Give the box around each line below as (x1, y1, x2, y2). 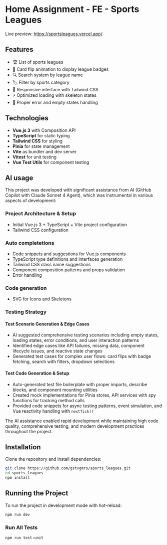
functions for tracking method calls (12, 397, 85, 403)
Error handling (12, 272, 42, 278)
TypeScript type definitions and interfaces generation (12, 256, 123, 262)
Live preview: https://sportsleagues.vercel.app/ (5, 31, 102, 37)
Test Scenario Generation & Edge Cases (5, 321, 90, 327)
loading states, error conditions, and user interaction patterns (12, 337, 139, 343)
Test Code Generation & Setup (5, 370, 69, 376)
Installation (5, 443, 41, 451)
